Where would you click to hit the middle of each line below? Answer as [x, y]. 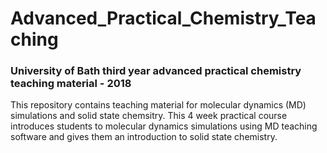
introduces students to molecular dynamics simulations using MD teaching [164, 126]
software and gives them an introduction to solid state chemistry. [144, 137]
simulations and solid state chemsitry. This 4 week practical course [149, 116]
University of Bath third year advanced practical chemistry [156, 71]
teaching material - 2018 [71, 84]
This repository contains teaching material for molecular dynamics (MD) [158, 105]
